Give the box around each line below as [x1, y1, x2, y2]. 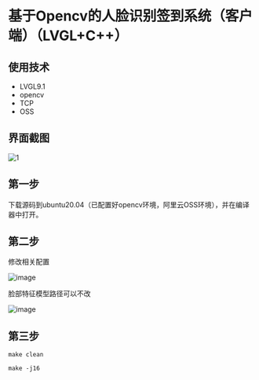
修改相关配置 [8, 257, 49, 267]
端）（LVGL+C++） [8, 27, 129, 45]
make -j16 [8, 364, 41, 373]
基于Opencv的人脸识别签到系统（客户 [8, 7, 254, 25]
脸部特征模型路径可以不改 [8, 289, 91, 298]
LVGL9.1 [19, 82, 46, 91]
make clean [8, 351, 44, 359]
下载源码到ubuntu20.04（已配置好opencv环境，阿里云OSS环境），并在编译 [8, 199, 250, 209]
